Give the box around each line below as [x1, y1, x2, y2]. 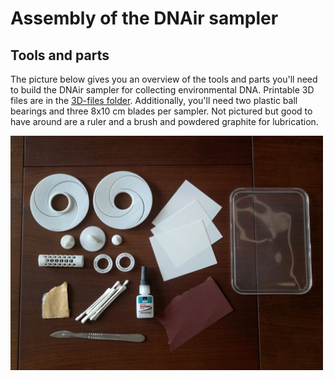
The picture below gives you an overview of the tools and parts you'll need [10, 73, 318, 85]
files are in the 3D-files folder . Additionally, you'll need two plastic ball [10, 95, 298, 106]
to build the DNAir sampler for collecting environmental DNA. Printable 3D [10, 84, 315, 96]
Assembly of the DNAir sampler [10, 7, 279, 30]
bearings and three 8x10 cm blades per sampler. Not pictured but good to [10, 105, 313, 117]
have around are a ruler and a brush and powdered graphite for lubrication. [10, 116, 319, 127]
